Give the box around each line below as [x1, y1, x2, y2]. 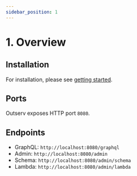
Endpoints [5, 127, 46, 137]
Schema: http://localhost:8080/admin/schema [14, 156, 132, 164]
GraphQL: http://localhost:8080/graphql [14, 144, 120, 151]
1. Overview [5, 35, 66, 49]
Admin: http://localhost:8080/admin [14, 150, 108, 158]
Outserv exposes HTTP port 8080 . [5, 109, 90, 117]
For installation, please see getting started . [5, 76, 113, 83]
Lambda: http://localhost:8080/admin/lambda [14, 163, 132, 170]
